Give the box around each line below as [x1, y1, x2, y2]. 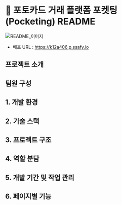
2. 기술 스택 [5, 117, 39, 125]
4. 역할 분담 [5, 154, 39, 163]
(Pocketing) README [5, 16, 96, 27]
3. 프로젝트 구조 [5, 135, 52, 144]
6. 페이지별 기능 [5, 192, 52, 201]
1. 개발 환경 [5, 98, 38, 107]
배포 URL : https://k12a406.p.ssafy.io [12, 44, 89, 50]
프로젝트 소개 [5, 60, 44, 69]
